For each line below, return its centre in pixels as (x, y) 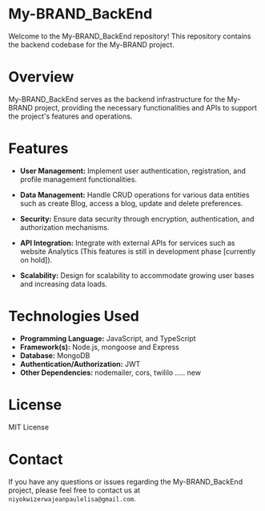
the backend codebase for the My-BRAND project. (91, 44)
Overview (41, 77)
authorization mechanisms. (64, 227)
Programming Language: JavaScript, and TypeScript (108, 338)
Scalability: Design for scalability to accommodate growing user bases (137, 275)
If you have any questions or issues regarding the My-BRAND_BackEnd (125, 481)
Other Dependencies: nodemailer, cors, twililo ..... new (110, 372)
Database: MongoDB (55, 355)
